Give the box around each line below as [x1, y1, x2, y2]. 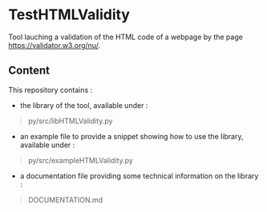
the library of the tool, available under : [19, 100, 148, 110]
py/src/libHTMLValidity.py [27, 116, 113, 126]
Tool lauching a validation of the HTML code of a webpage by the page [8, 32, 243, 42]
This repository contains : [8, 85, 93, 94]
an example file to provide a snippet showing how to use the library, [19, 131, 244, 141]
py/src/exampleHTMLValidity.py [27, 155, 134, 165]
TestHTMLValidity [8, 6, 131, 24]
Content [8, 64, 51, 78]
